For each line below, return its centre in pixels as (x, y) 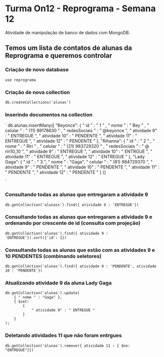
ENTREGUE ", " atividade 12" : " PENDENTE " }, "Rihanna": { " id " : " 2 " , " (80, 141)
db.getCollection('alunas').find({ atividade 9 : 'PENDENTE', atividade (81, 266)
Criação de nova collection (37, 92)
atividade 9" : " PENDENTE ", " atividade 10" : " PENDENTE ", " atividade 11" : (82, 167)
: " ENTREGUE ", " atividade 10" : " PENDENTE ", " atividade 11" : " (71, 136)
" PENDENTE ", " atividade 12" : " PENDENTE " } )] (56, 172)
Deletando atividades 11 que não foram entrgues (64, 335)
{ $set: (22, 302)
